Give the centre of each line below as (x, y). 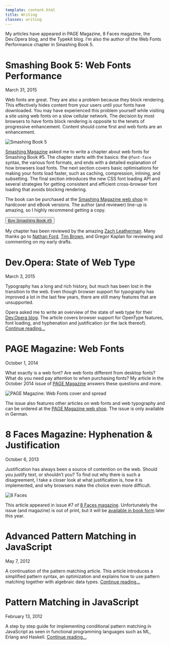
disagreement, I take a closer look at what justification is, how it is (74, 480)
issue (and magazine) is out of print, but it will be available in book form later (85, 511)
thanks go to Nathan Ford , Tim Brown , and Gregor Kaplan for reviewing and (84, 236)
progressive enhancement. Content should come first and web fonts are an (84, 127)
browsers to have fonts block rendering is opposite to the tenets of (75, 121)
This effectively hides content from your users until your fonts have (75, 105)
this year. (15, 516)
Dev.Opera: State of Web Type (70, 262)
